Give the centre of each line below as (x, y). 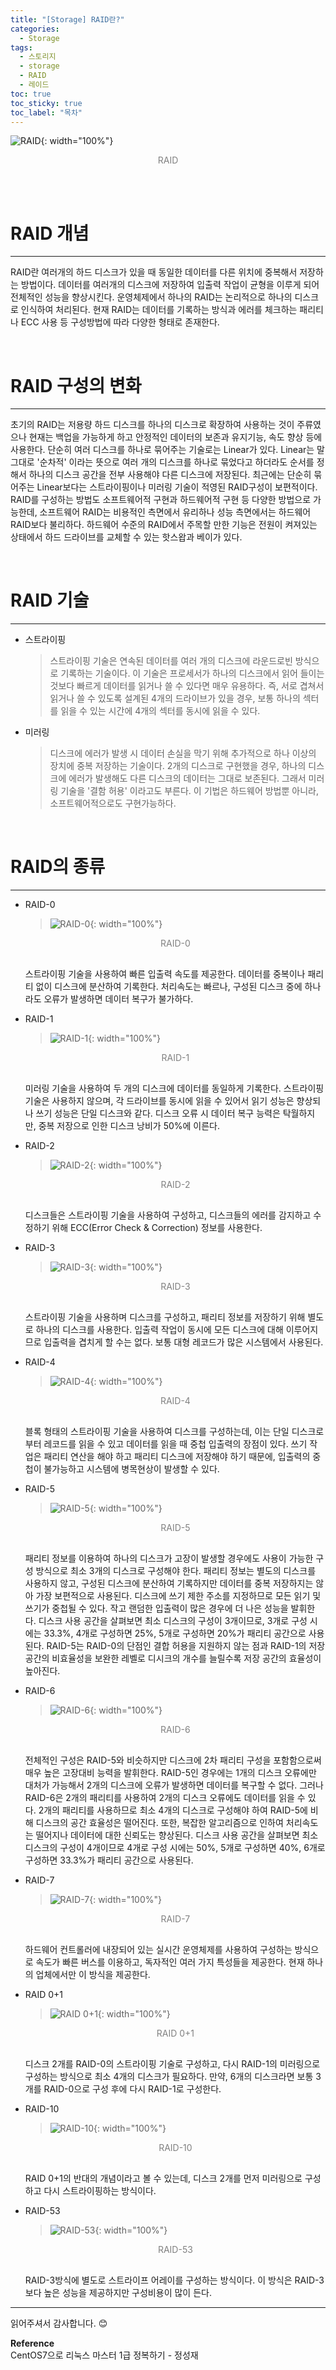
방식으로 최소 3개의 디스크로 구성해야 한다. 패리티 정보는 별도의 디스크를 (176, 1571)
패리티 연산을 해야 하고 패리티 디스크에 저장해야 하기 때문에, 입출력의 (177, 1457)
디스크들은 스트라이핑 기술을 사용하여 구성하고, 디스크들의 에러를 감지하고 (168, 1215)
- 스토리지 (38, 57)
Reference (32, 2343)
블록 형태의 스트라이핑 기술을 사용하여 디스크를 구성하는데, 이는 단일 (157, 1432)
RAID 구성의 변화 (76, 385)
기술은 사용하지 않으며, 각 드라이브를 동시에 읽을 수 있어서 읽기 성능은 (159, 1101)
